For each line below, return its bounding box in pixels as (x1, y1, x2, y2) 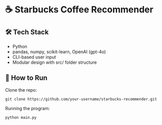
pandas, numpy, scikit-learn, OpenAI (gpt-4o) (12, 49, 106, 55)
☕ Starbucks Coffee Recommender (5, 4, 154, 15)
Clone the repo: (5, 87, 37, 93)
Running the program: (5, 105, 50, 111)
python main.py (5, 115, 37, 120)
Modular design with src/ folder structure (12, 59, 97, 65)
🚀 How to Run (5, 74, 48, 82)
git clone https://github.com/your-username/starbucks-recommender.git (5, 97, 157, 102)
